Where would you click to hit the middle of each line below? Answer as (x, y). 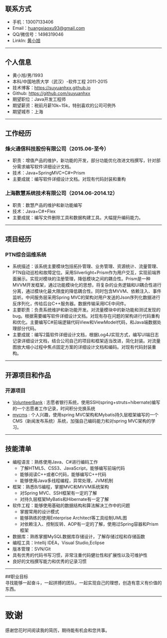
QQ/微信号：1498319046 (38, 34)
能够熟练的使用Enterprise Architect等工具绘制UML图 (73, 518)
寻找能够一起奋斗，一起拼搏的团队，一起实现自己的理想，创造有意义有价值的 (83, 582)
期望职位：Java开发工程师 (39, 99)
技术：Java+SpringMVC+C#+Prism (49, 173)
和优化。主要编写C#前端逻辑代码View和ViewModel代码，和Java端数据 (85, 322)
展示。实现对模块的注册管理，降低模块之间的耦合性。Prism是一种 (83, 279)
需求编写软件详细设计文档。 (45, 167)
